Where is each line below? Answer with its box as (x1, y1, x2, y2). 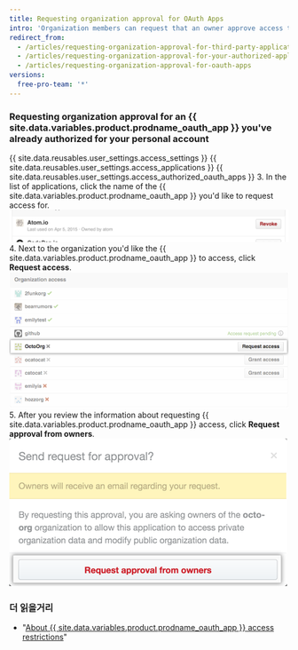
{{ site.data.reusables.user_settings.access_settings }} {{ (9, 153, 217, 163)
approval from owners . (9, 428, 95, 439)
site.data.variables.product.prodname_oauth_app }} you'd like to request (9, 191, 273, 202)
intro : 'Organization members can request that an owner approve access (9, 23, 284, 33)
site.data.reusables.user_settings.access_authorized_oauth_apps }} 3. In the (9, 171, 286, 182)
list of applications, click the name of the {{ (9, 181, 167, 192)
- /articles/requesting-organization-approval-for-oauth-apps (17, 61, 252, 70)
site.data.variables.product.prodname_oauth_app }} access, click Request (9, 418, 280, 430)
